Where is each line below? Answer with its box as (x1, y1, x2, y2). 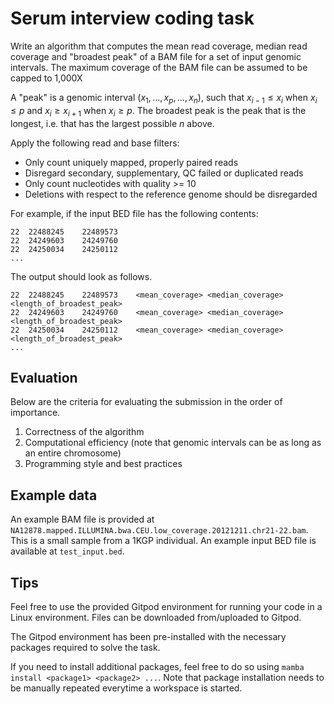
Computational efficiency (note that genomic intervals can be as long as (24, 437, 322, 449)
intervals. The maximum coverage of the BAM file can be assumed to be (10, 61, 308, 73)
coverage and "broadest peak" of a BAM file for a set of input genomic (10, 50, 302, 62)
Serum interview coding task (10, 7, 255, 30)
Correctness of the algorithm (24, 426, 145, 438)
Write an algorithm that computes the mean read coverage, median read (10, 40, 308, 52)
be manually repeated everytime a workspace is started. (10, 682, 243, 694)
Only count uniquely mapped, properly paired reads (24, 156, 239, 168)
